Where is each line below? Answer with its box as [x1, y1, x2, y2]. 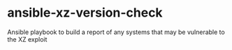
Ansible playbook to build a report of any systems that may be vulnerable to [7, 28, 225, 36]
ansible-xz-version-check [7, 5, 163, 21]
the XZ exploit [7, 35, 48, 43]
